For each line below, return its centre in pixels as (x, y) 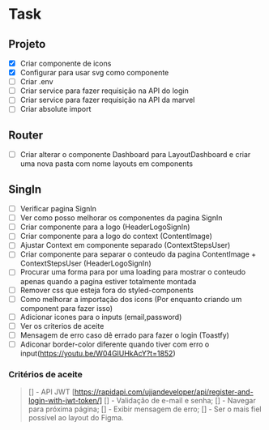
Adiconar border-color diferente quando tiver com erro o (115, 344)
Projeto (27, 44)
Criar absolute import (56, 109)
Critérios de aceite (45, 374)
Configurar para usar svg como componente (94, 73)
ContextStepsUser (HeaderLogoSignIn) (85, 263)
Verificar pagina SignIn (58, 209)
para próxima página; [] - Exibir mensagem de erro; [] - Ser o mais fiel (145, 409)
